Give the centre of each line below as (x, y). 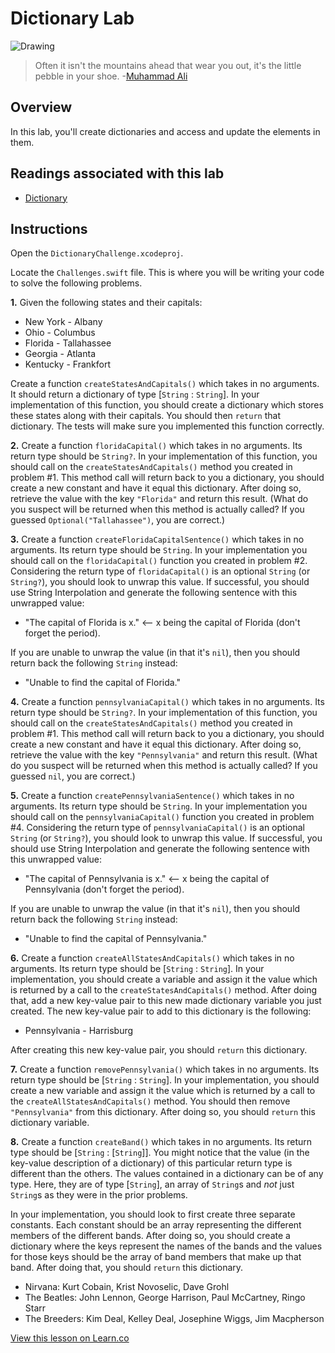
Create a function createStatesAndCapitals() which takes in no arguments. (165, 384)
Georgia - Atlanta (60, 354)
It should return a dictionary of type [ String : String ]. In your (135, 394)
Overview (41, 107)
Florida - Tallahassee (68, 343)
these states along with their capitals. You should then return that (145, 416)
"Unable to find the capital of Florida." (103, 683)
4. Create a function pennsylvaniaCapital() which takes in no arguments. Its (167, 702)
